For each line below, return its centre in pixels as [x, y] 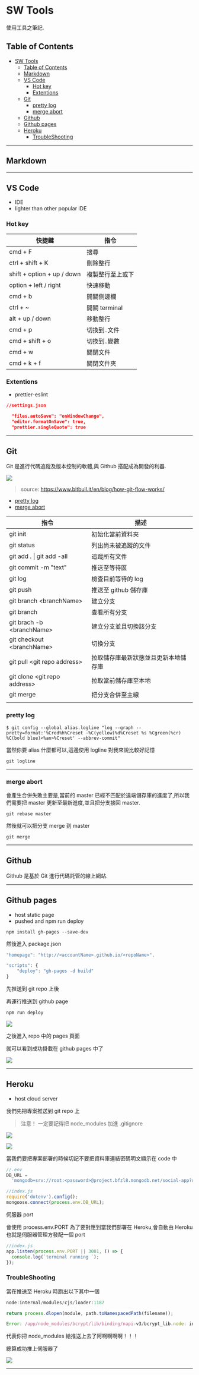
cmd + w [21, 352]
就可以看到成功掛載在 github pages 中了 [55, 1048]
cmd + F [21, 251]
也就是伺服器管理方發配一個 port [46, 1234]
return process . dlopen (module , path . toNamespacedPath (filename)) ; [90, 1313]
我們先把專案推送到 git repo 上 [43, 1111]
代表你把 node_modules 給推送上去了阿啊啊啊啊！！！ [72, 1336]
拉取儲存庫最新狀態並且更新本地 [136, 658]
